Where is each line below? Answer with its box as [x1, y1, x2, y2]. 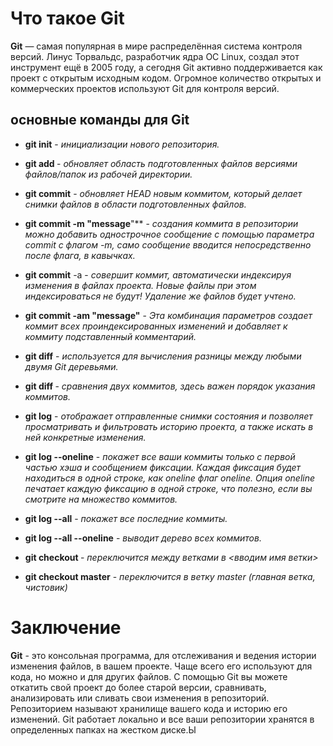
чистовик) [24, 581, 68, 593]
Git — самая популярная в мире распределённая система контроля [10, 40, 303, 52]
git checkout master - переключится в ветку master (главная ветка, [24, 570, 316, 582]
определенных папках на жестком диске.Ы [10, 723, 197, 736]
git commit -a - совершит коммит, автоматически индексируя [24, 268, 292, 281]
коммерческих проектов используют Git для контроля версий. [10, 82, 280, 94]
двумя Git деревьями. [24, 360, 119, 372]
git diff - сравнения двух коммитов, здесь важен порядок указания [24, 380, 316, 392]
